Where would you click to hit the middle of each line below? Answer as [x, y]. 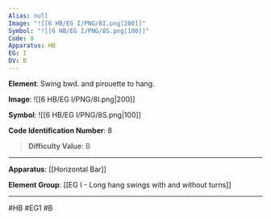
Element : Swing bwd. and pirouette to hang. [81, 83]
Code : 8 [21, 38]
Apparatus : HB [32, 46]
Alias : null [28, 16]
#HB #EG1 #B [31, 208]
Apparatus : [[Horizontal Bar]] [58, 169]
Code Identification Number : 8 [60, 130]
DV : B [17, 61]
